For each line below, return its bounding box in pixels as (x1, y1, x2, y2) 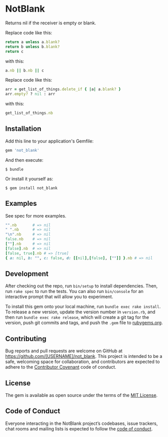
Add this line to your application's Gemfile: (5, 138, 94, 144)
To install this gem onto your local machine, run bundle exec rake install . (5, 304, 161, 310)
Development (5, 269, 49, 278)
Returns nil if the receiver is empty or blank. (5, 20, 96, 26)
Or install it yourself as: (5, 175, 53, 181)
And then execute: (5, 157, 44, 163)
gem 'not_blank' (5, 148, 39, 153)
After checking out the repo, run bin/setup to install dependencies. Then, (5, 283, 158, 289)
